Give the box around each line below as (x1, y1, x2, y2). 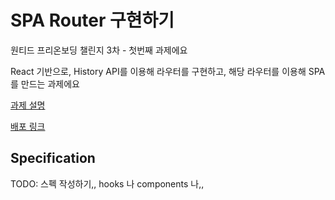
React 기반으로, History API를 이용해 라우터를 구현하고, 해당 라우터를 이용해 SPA (10, 65, 326, 77)
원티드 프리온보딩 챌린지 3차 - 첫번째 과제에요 (10, 44, 188, 56)
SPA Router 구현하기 (10, 9, 175, 32)
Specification (10, 150, 96, 167)
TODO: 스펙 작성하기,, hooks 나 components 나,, (10, 177, 205, 190)
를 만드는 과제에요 (10, 77, 80, 90)
